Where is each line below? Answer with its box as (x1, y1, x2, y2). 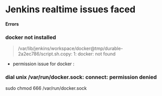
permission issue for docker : (12, 61, 75, 67)
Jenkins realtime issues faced (5, 4, 136, 15)
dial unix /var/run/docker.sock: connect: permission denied (5, 73, 157, 81)
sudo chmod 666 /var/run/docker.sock (5, 85, 87, 91)
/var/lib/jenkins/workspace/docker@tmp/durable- (17, 45, 123, 52)
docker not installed (5, 33, 56, 41)
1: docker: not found (73, 51, 116, 57)
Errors (5, 21, 19, 27)
